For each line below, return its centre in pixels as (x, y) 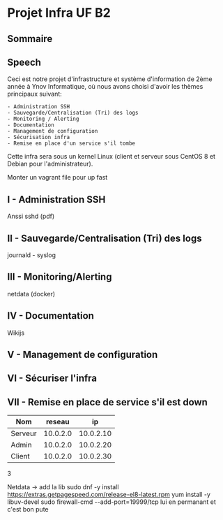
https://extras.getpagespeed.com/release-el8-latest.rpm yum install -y (109, 495)
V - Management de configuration (83, 355)
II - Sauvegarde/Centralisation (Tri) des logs (105, 238)
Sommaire (30, 39)
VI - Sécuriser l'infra (52, 378)
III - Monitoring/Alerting (60, 277)
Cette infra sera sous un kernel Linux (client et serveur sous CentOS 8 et (111, 157)
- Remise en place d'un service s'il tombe (71, 144)
